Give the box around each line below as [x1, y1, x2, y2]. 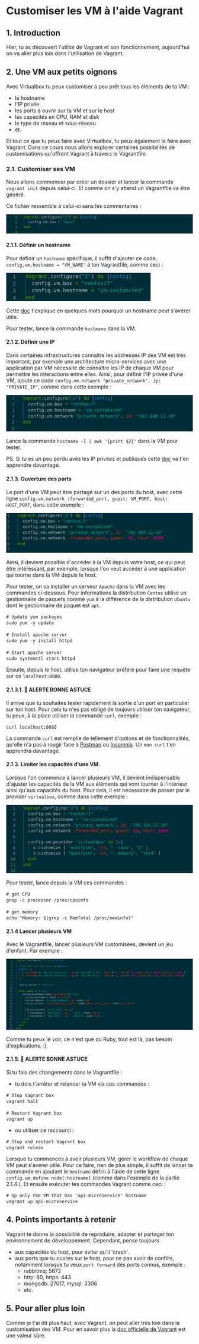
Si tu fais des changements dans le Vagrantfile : [6, 1068, 123, 1076]
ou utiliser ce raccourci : [14, 1127, 74, 1134]
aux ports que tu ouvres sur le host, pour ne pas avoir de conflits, [14, 1254, 175, 1261]
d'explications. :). [6, 1042, 49, 1049]
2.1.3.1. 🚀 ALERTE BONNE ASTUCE [6, 686, 92, 693]
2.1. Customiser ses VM [6, 165, 75, 173]
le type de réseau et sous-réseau [14, 119, 96, 127]
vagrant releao [6, 1144, 44, 1150]
